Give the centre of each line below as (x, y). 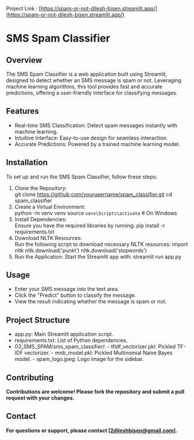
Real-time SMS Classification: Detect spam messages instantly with (96, 125)
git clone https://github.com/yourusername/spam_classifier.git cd (93, 194)
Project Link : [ (23, 9)
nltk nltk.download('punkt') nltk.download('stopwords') (81, 250)
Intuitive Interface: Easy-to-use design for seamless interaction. (91, 138)
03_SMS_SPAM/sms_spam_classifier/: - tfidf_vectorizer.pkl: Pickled (95, 347)
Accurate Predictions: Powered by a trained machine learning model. (97, 144)
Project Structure (38, 320)
